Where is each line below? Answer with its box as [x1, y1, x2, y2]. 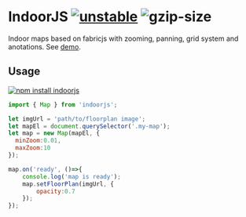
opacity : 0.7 [36, 187, 76, 195]
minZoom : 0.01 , [15, 137, 61, 145]
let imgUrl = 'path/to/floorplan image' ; [8, 114, 146, 123]
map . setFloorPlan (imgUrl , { [22, 180, 114, 188]
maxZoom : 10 [15, 144, 51, 152]
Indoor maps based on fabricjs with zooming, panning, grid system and [8, 34, 239, 43]
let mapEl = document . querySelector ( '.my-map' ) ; [8, 122, 171, 130]
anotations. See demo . [8, 42, 81, 51]
